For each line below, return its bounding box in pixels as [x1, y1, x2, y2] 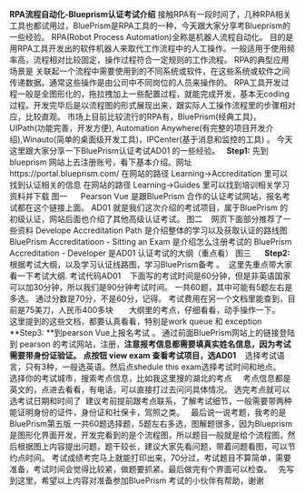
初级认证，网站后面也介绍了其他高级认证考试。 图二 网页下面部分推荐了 [9, 214, 283, 224]
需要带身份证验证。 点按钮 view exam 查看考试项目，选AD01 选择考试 [9, 350, 277, 360]
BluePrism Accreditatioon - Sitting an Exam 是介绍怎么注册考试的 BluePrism [9, 237, 292, 247]
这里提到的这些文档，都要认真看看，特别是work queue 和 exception [9, 316, 262, 327]
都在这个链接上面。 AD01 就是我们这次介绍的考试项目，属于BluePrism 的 [16, 202, 289, 213]
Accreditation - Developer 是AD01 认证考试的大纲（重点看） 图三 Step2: [9, 247, 290, 258]
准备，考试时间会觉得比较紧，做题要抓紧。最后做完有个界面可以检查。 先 [9, 464, 287, 474]
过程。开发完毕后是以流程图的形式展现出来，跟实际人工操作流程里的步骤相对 [9, 100, 296, 110]
